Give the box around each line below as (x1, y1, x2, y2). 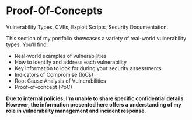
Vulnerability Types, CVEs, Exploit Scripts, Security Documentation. (6, 23, 169, 30)
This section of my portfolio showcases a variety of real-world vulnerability (6, 35, 187, 42)
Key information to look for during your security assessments (14, 64, 162, 71)
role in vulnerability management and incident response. (6, 107, 146, 114)
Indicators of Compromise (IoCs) (14, 71, 93, 78)
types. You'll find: (6, 41, 48, 48)
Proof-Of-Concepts (6, 4, 103, 18)
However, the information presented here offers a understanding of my (6, 101, 182, 108)
